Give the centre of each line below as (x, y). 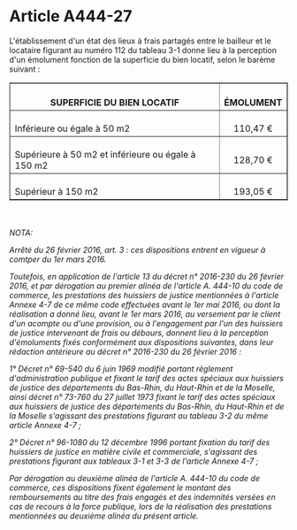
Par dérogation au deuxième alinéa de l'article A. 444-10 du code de (135, 478)
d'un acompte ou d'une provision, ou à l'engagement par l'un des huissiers (146, 323)
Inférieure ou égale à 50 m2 (72, 128)
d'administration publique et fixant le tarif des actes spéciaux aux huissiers (147, 378)
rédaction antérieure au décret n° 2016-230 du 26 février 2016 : (125, 351)
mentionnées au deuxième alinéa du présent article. (104, 516)
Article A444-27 (71, 16)
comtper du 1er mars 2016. (58, 259)
